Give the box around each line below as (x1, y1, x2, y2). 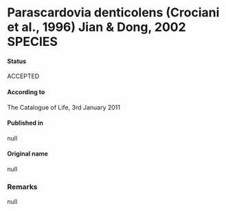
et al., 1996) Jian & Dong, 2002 (7, 19, 187, 35)
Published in (7, 119, 43, 127)
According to (7, 88, 45, 96)
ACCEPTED (7, 72, 40, 80)
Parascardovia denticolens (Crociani (7, 5, 220, 21)
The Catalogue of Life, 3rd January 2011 (7, 103, 120, 111)
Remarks (7, 182, 38, 191)
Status (7, 57, 27, 65)
